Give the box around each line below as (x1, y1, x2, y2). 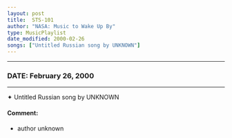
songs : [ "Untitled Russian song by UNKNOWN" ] (7, 42, 140, 49)
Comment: (7, 108, 39, 117)
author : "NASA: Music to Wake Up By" (7, 23, 116, 30)
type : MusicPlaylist (7, 29, 67, 36)
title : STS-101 (7, 16, 54, 23)
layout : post (7, 10, 45, 17)
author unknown (17, 124, 64, 133)
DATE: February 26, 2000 (7, 71, 95, 80)
